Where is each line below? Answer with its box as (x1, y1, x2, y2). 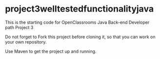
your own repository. (5, 39, 47, 44)
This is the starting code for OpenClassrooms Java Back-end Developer (5, 19, 150, 25)
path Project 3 (5, 24, 34, 30)
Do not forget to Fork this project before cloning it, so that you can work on (5, 34, 156, 40)
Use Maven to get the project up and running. (5, 48, 97, 54)
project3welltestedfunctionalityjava (5, 3, 154, 15)
